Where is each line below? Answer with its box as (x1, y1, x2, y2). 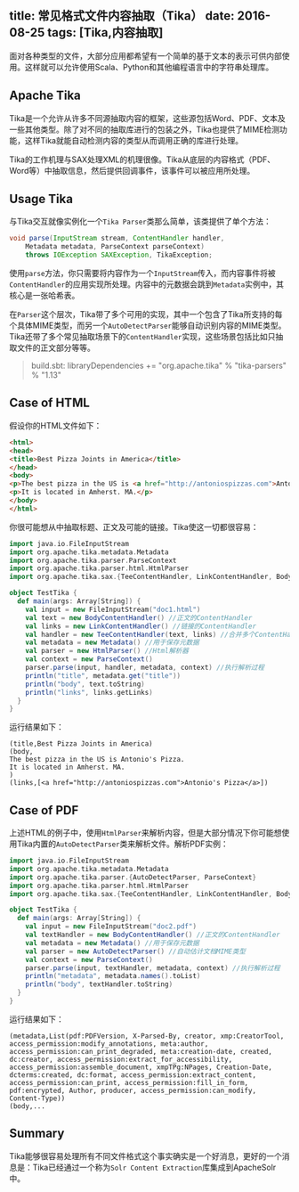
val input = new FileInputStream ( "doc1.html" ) (25, 605, 201, 614)
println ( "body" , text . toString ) (25, 680, 145, 689)
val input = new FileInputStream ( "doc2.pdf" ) (25, 922, 198, 931)
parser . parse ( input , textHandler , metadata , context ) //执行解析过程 (25, 963, 280, 973)
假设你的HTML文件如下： (9, 420, 102, 430)
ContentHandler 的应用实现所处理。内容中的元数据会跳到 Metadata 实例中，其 (9, 279, 285, 290)
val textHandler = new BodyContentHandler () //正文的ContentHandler (25, 930, 280, 940)
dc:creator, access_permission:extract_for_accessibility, (9, 1055, 233, 1064)
